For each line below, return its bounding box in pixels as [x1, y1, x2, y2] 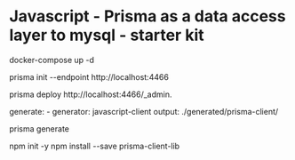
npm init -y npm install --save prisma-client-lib [9, 140, 180, 151]
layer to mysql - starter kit [9, 25, 204, 45]
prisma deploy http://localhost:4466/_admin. [9, 89, 172, 100]
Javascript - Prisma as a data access [9, 6, 286, 27]
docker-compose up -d [9, 54, 95, 65]
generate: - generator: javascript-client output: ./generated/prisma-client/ [9, 106, 279, 116]
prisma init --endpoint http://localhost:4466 [9, 71, 169, 82]
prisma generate [9, 123, 69, 134]
